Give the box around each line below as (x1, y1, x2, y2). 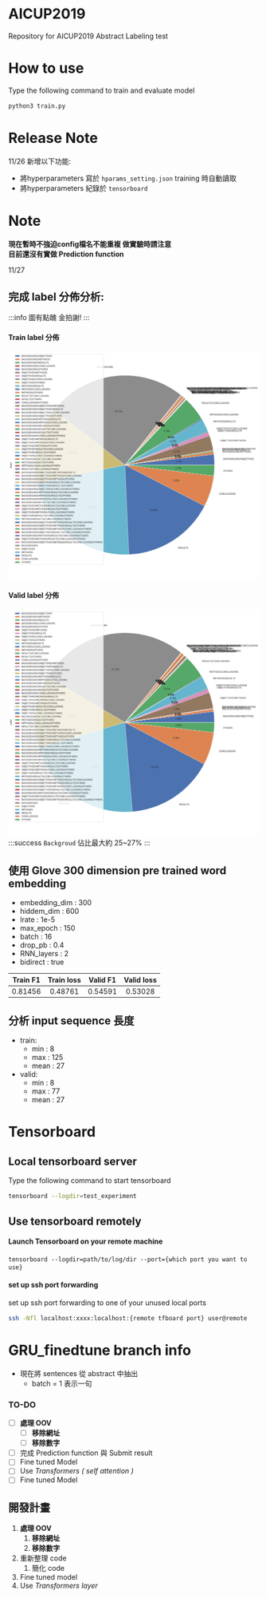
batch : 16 (19, 932, 53, 942)
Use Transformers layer (19, 1581, 98, 1591)
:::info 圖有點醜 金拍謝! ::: (8, 313, 90, 322)
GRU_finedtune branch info (8, 1341, 191, 1359)
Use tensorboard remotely (8, 1214, 142, 1228)
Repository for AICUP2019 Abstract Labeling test (8, 31, 169, 41)
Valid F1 (88, 975, 117, 984)
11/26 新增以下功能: (8, 156, 72, 166)
